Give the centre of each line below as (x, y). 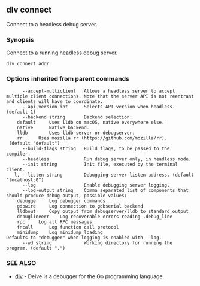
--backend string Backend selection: (77, 117)
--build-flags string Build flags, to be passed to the (96, 149)
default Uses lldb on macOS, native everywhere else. (91, 123)
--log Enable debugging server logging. (96, 185)
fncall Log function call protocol (68, 227)
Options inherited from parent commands (68, 79)
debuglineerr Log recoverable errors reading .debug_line (95, 217)
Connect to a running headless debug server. (62, 53)
